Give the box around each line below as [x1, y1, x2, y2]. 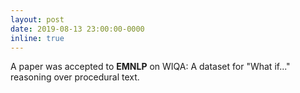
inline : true [10, 33, 65, 43]
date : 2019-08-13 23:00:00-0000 [10, 24, 145, 34]
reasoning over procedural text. [10, 71, 140, 83]
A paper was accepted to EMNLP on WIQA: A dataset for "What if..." [10, 61, 291, 73]
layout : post [10, 14, 65, 25]
